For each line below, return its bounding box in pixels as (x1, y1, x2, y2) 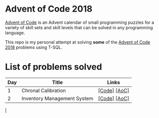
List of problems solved (5, 62, 102, 72)
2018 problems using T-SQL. (5, 44, 62, 50)
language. (5, 30, 25, 35)
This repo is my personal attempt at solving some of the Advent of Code (5, 39, 150, 45)
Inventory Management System (21, 95, 94, 101)
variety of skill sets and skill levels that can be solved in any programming (5, 24, 153, 30)
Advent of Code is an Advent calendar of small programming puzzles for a (5, 19, 155, 25)
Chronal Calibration (21, 87, 66, 94)
